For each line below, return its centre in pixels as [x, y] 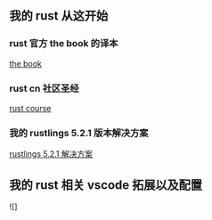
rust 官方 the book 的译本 [64, 44]
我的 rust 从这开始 [59, 16]
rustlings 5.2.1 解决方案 [51, 154]
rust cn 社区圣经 [44, 88]
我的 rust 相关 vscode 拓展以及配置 [106, 185]
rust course [30, 108]
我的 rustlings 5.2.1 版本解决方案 [79, 133]
